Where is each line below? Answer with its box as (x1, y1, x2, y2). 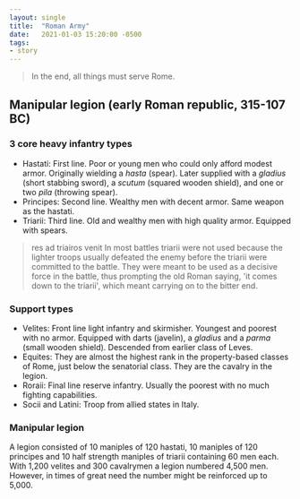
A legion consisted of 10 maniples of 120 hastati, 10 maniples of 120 (9, 442, 258, 452)
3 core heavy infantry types (9, 138, 133, 151)
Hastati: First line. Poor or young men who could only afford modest (21, 158, 273, 168)
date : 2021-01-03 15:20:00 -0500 (9, 30, 142, 39)
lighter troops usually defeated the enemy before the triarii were (30, 252, 268, 262)
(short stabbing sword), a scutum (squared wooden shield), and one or (21, 176, 284, 188)
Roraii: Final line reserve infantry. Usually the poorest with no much (21, 380, 270, 391)
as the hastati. (21, 205, 74, 216)
